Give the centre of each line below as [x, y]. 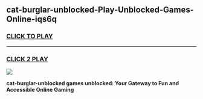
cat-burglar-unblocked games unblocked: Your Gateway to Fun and [93, 83]
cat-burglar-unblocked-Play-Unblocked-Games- [100, 10]
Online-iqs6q [32, 19]
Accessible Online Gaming [40, 89]
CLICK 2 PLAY [27, 59]
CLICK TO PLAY [30, 37]
